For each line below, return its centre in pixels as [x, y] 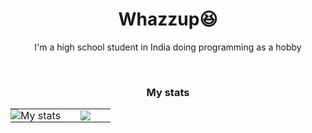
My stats [168, 92]
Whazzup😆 [168, 19]
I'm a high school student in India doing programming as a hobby [168, 47]
